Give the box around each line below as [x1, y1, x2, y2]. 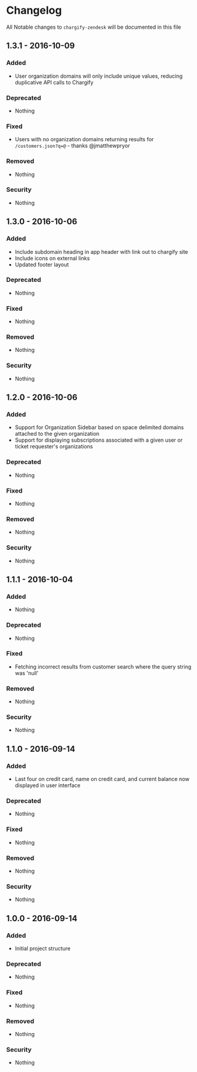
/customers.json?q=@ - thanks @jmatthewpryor [14, 142, 130, 150]
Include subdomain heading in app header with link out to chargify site [14, 248, 189, 255]
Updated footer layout [14, 261, 69, 268]
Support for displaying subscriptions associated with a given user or [14, 436, 183, 444]
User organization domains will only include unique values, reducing [14, 72, 183, 80]
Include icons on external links [14, 254, 90, 262]
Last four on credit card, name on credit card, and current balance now [14, 776, 190, 783]
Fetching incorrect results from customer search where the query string [14, 663, 192, 670]
